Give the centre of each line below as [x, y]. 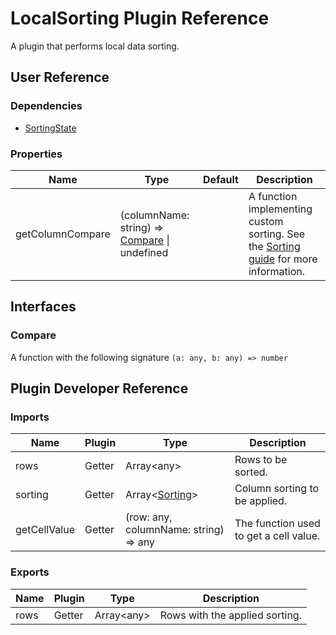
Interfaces [43, 307]
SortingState [50, 128]
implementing [280, 209]
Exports [30, 572]
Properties [36, 154]
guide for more [283, 259]
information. [276, 271]
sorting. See [277, 234]
